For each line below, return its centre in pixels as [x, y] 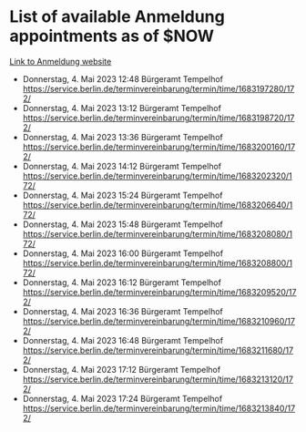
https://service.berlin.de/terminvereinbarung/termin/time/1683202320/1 [158, 176]
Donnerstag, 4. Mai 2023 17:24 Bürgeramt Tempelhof [122, 398]
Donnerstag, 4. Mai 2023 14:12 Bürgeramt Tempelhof [122, 166]
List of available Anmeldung [117, 17]
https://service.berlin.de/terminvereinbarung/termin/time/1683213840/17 [159, 408]
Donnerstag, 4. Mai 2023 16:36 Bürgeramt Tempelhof [122, 311]
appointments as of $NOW [112, 36]
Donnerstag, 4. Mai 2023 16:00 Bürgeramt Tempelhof [123, 253]
